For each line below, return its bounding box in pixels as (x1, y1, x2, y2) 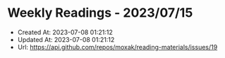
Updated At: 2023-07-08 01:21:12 (17, 35, 115, 43)
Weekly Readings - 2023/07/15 (7, 5, 193, 21)
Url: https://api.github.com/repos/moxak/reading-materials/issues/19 (17, 43, 218, 51)
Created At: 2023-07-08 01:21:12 (17, 28, 113, 36)
